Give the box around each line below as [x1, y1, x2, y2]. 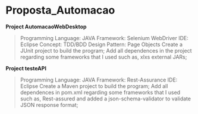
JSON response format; [20, 101, 78, 108]
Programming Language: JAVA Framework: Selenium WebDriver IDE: [20, 34, 188, 41]
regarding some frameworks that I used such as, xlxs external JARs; [20, 53, 187, 60]
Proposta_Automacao [5, 4, 115, 17]
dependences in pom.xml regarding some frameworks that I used [20, 89, 181, 96]
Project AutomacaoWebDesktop [5, 23, 87, 30]
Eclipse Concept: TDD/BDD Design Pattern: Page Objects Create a [20, 41, 183, 48]
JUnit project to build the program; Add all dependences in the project [20, 47, 192, 54]
